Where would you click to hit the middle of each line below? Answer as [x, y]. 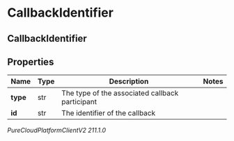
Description [129, 81]
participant [79, 102]
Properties [31, 61]
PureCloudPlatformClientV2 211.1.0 [57, 131]
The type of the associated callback [120, 93]
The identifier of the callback [109, 113]
